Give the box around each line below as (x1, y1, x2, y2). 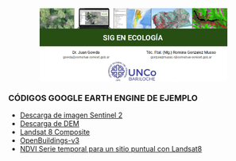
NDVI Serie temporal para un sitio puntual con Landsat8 (19, 144, 203, 154)
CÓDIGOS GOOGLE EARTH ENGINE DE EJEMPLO (8, 92, 199, 103)
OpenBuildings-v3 (19, 136, 79, 145)
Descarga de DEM (19, 119, 79, 128)
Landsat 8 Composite (19, 128, 91, 137)
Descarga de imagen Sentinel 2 (19, 110, 123, 120)
